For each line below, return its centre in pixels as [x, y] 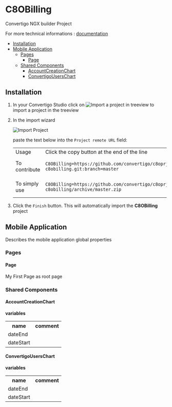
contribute [28, 169]
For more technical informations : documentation [57, 33]
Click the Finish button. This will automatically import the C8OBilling [85, 206]
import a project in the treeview [46, 110]
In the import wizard [34, 120]
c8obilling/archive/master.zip [83, 189]
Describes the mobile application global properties [58, 239]
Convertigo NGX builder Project [39, 24]
